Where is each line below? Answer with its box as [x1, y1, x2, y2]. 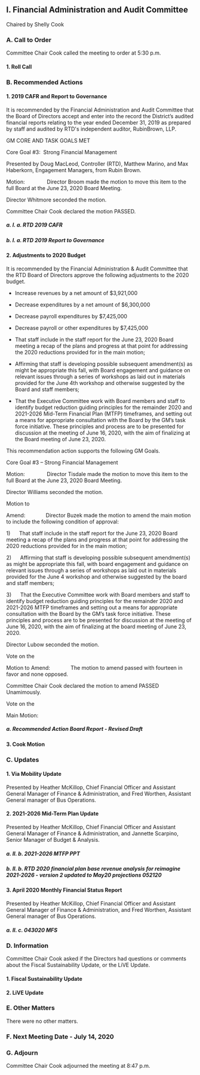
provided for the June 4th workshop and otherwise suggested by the [14, 379, 185, 386]
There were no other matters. [6, 1017, 79, 1025]
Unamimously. [6, 688, 42, 695]
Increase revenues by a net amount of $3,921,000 [14, 289, 138, 296]
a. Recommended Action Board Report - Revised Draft [6, 725, 143, 733]
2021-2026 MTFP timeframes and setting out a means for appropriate [6, 604, 178, 611]
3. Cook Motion [6, 740, 45, 748]
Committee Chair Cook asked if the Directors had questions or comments [6, 955, 187, 962]
